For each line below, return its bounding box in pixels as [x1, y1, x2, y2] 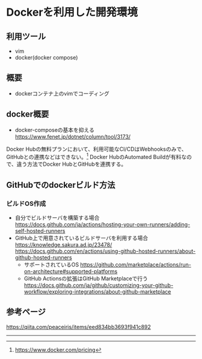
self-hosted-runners [14, 227, 66, 234]
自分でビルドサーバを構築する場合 [14, 214, 100, 221]
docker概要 [6, 109, 49, 119]
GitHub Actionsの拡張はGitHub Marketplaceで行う [23, 274, 148, 282]
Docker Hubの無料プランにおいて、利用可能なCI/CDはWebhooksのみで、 [6, 145, 188, 152]
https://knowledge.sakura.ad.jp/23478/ [14, 241, 112, 248]
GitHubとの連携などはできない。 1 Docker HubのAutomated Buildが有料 [6, 152, 182, 160]
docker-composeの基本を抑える [14, 126, 95, 133]
